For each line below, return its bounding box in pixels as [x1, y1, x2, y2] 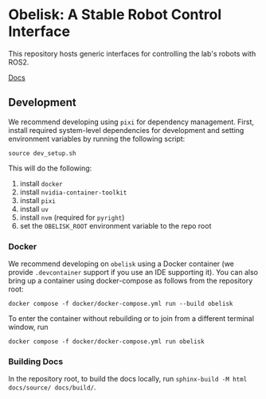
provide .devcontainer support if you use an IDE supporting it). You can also [8, 268, 259, 277]
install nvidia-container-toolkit [19, 187, 127, 197]
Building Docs [8, 356, 64, 367]
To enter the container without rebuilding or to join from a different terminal [8, 314, 255, 323]
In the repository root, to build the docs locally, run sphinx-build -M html [8, 374, 248, 384]
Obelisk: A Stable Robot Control [8, 6, 222, 24]
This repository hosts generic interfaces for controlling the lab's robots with [8, 49, 256, 58]
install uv [19, 204, 49, 213]
